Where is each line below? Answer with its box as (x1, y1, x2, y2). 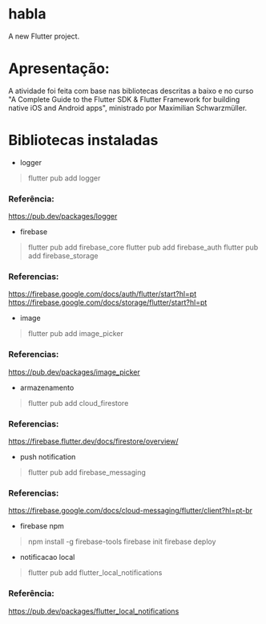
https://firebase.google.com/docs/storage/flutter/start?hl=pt (8, 298, 208, 307)
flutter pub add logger (27, 173, 101, 183)
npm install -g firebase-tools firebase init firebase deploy (27, 537, 216, 546)
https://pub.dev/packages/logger (8, 212, 118, 221)
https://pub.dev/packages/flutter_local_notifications (8, 606, 179, 616)
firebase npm (19, 521, 64, 531)
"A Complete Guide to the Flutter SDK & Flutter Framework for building (8, 94, 240, 104)
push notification (19, 452, 76, 461)
